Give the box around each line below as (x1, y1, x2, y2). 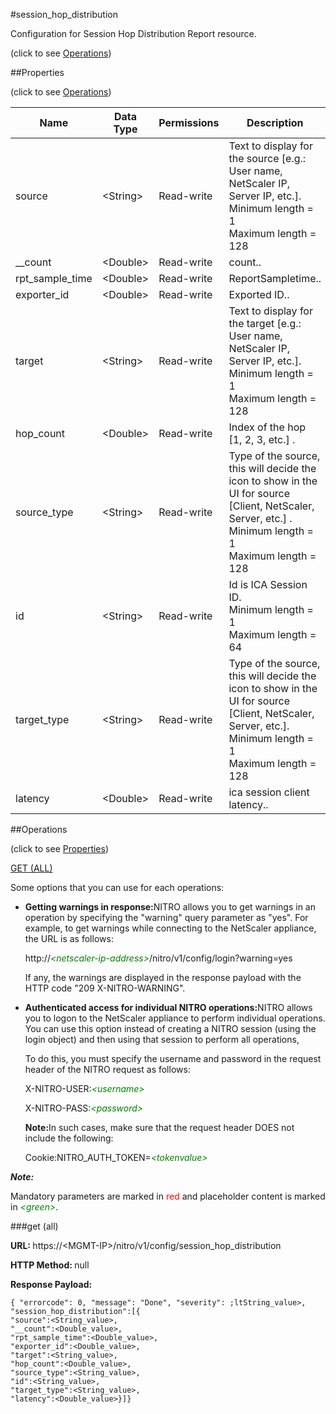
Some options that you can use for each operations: (10, 882, 225, 893)
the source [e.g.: (228, 152, 307, 165)
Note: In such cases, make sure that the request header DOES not (24, 1122, 295, 1133)
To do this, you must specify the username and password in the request (24, 1053, 322, 1064)
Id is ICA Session (228, 578, 308, 591)
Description (246, 116, 304, 129)
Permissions (158, 116, 220, 129)
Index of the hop (228, 420, 307, 434)
